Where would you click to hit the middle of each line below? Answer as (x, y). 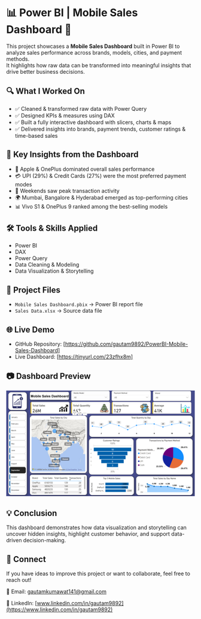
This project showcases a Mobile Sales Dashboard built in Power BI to (93, 46)
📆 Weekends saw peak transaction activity (67, 191)
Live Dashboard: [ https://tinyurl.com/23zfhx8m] (74, 357)
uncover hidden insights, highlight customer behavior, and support (88, 534)
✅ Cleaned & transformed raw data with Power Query (81, 108)
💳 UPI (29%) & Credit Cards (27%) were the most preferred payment (100, 176)
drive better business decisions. (45, 71)
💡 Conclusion (32, 513)
